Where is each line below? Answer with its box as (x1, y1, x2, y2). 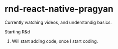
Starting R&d (4, 29, 30, 34)
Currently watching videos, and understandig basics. (4, 19, 112, 25)
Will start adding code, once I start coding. (11, 38, 98, 44)
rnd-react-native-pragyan (4, 3, 114, 15)
